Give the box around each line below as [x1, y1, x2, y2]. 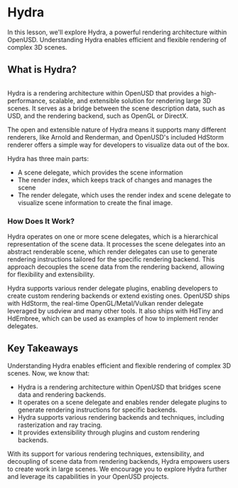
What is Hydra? [7, 63, 77, 76]
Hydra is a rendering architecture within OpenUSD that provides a [7, 88, 200, 97]
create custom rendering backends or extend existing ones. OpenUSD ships [7, 291, 230, 300]
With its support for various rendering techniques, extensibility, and [7, 450, 205, 458]
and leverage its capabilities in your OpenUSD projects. [7, 472, 169, 481]
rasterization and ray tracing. [17, 420, 103, 429]
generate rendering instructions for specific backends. [17, 405, 178, 414]
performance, [7, 96, 48, 105]
